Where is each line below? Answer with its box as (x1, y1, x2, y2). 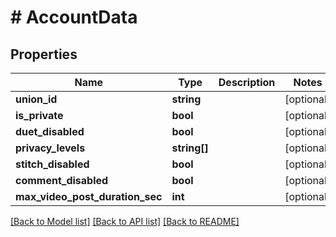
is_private (15, 109, 64, 122)
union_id (15, 92, 58, 106)
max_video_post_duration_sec (15, 190, 163, 203)
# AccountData (10, 6, 138, 29)
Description (218, 76, 276, 89)
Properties (10, 46, 78, 63)
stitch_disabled (15, 157, 90, 171)
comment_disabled (15, 174, 109, 187)
